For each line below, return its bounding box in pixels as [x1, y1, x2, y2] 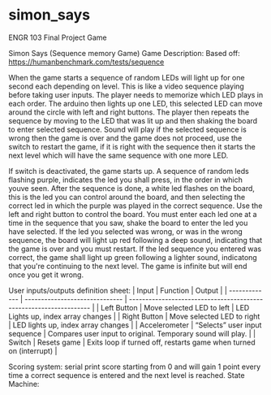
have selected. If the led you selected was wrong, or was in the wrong [8, 226, 243, 237]
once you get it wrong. [8, 270, 84, 280]
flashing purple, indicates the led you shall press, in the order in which [8, 175, 243, 184]
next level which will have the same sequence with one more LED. [8, 150, 229, 160]
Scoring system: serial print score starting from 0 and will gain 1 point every [8, 362, 261, 371]
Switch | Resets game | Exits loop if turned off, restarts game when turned [8, 337, 256, 347]
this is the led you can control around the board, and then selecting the [8, 192, 246, 202]
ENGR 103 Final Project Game [8, 33, 107, 42]
